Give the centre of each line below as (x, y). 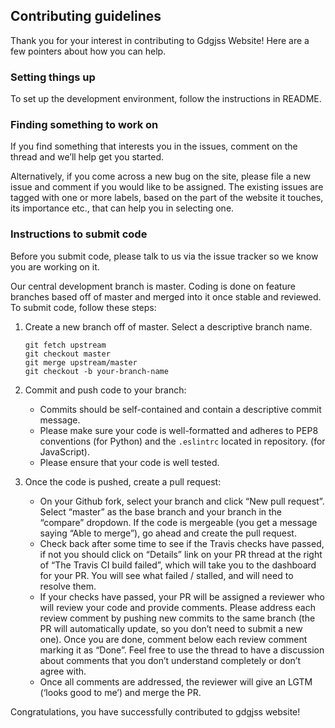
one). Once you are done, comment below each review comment (173, 639)
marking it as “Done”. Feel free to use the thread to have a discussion (182, 650)
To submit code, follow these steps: (83, 307)
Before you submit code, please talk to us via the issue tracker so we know (164, 256)
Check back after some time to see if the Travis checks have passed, (182, 543)
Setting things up (53, 77)
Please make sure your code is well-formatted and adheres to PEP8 (179, 430)
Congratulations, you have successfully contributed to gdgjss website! (155, 711)
